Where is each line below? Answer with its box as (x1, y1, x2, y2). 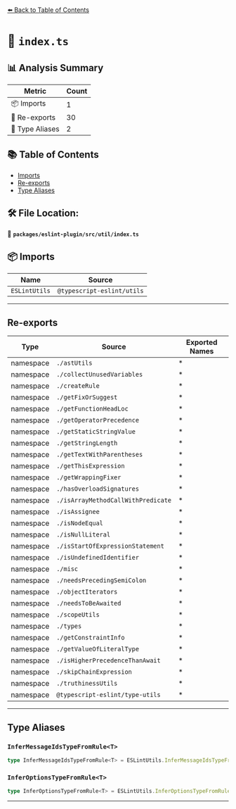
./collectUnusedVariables (55, 370, 143, 379)
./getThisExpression (55, 462, 125, 470)
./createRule (55, 382, 100, 390)
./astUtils (55, 359, 93, 368)
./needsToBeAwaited (55, 599, 122, 608)
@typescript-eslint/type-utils (55, 691, 161, 699)
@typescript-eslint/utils (57, 287, 144, 295)
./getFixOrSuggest (55, 394, 118, 401)
